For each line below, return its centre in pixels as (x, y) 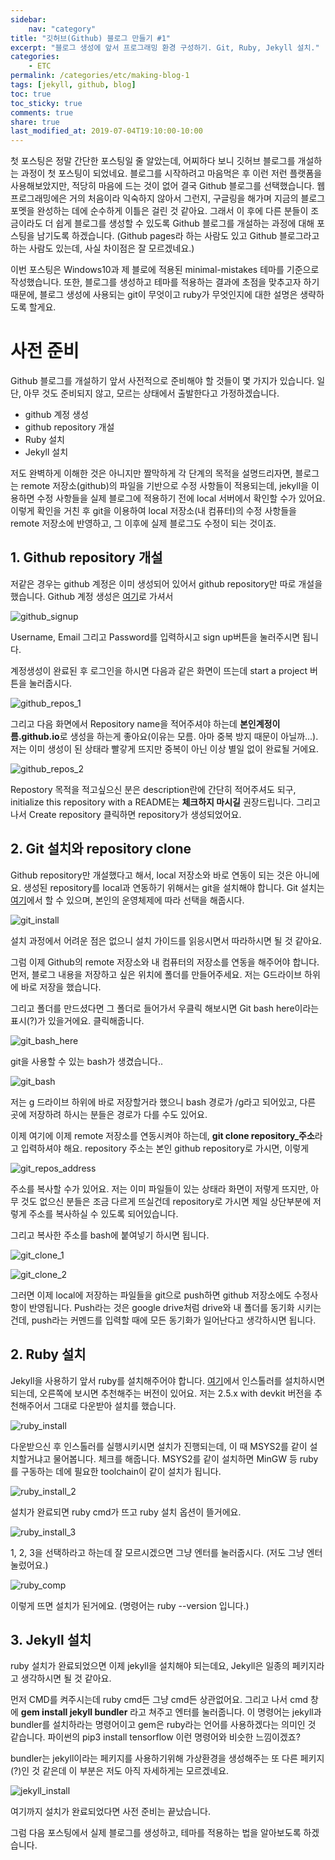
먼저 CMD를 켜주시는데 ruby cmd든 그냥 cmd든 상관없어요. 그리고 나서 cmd (159, 1700)
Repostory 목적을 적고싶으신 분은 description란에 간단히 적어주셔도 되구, (153, 789)
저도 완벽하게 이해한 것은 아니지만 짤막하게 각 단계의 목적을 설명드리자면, (151, 473)
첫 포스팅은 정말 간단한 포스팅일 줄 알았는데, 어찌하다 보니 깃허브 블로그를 (153, 161)
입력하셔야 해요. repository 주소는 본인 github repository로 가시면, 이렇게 (165, 1148)
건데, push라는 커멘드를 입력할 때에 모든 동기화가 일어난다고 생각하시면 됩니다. (163, 1320)
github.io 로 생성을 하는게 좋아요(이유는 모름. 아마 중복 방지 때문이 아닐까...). (170, 736)
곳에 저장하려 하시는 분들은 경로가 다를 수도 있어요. (109, 1114)
